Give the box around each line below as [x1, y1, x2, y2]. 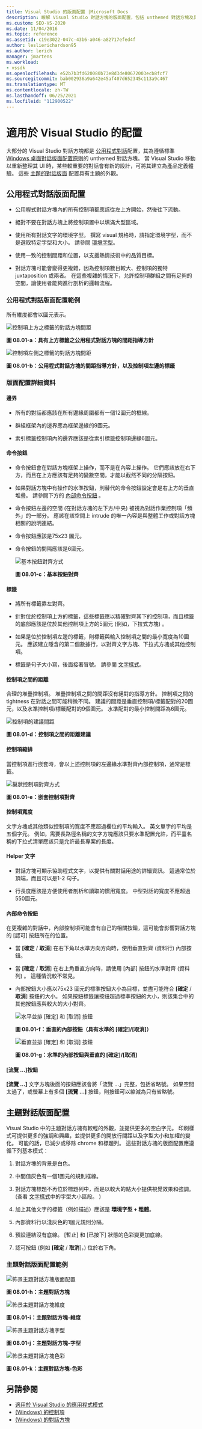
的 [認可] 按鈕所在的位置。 [6, 932, 72, 939]
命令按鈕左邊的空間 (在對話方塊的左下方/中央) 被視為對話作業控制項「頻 [14, 504, 192, 512]
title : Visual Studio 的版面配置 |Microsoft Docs [6, 8, 129, 15]
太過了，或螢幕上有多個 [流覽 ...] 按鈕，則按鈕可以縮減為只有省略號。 [6, 1088, 178, 1095]
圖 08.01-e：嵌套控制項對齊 [6, 793, 75, 800]
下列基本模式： [11, 1147, 49, 1154]
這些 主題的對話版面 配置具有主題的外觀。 [17, 170, 121, 177]
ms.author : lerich [6, 48, 52, 54]
